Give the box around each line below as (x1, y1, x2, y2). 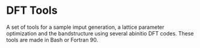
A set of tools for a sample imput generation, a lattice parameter (6, 23, 165, 31)
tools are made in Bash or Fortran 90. (6, 36, 98, 43)
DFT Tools (6, 4, 58, 17)
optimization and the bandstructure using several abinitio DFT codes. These (6, 29, 194, 37)
